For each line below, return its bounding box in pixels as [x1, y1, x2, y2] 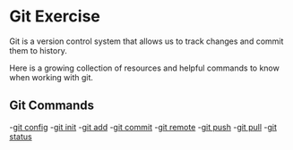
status [9, 131, 33, 142]
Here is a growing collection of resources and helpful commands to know [9, 62, 280, 73]
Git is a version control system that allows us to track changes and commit [9, 36, 284, 46]
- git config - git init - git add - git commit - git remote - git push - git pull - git [9, 121, 278, 132]
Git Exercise [9, 6, 100, 27]
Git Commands [9, 98, 95, 113]
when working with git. [9, 71, 94, 82]
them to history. [9, 45, 67, 55]
